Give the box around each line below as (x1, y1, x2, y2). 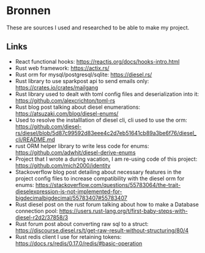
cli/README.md (15, 136, 55, 143)
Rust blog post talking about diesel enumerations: (15, 103, 141, 111)
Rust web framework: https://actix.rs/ (15, 64, 110, 71)
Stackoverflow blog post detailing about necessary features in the (15, 168, 182, 175)
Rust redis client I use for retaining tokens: (15, 233, 122, 240)
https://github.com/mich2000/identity (15, 161, 111, 169)
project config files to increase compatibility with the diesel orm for (15, 175, 185, 182)
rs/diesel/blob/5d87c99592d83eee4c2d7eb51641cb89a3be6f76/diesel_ (15, 129, 197, 136)
